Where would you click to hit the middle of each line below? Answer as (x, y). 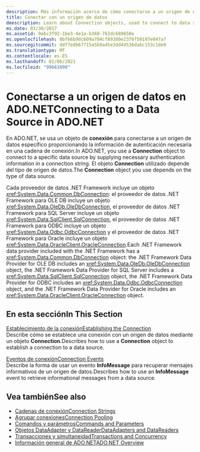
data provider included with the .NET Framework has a (73, 251)
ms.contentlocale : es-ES (37, 56)
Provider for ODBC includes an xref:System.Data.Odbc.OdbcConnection (94, 283)
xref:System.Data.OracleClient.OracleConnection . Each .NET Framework (94, 245)
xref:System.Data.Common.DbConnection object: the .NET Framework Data (99, 257)
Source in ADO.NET (55, 122)
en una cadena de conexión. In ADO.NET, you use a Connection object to (96, 151)
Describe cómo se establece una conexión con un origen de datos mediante (100, 335)
